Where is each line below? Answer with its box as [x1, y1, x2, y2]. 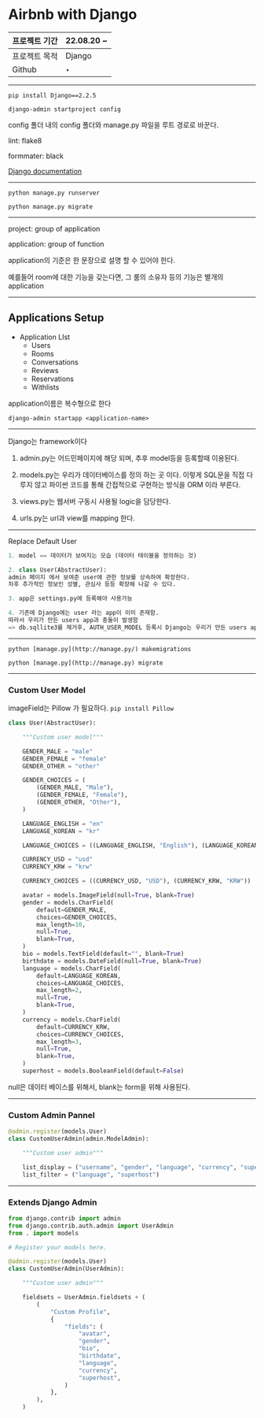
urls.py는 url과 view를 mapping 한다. [19, 513, 136, 523]
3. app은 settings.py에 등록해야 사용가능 [8, 594, 133, 603]
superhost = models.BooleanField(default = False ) [22, 1067, 185, 1076]
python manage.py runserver [8, 189, 101, 197]
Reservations [31, 374, 75, 383]
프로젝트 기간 [12, 35, 58, 46]
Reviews [31, 365, 59, 375]
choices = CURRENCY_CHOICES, [36, 1030, 125, 1039]
